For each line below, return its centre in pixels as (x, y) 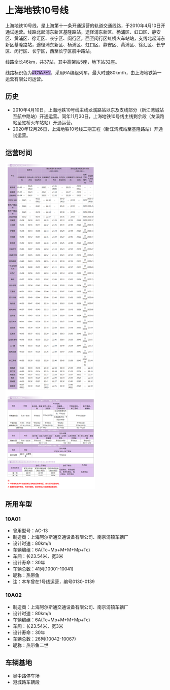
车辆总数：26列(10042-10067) (44, 639)
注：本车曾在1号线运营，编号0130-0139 (54, 582)
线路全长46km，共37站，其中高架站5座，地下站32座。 (62, 62)
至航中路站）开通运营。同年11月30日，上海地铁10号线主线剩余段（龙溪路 (89, 116)
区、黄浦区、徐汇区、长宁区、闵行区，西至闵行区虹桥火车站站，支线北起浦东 (85, 38)
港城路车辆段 (26, 682)
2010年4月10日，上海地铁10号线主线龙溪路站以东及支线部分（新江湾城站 (88, 109)
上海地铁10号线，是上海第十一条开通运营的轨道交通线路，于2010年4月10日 (83, 25)
